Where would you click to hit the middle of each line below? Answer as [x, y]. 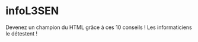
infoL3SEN [32, 11]
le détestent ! [22, 33]
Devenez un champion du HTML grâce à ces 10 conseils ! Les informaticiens [99, 27]
